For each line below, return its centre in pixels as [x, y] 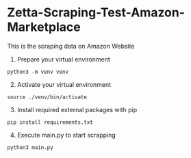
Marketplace [44, 27]
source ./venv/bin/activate [47, 97]
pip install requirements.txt [50, 122]
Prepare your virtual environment [64, 59]
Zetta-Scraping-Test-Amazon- [96, 13]
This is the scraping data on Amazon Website [71, 46]
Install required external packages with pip [77, 109]
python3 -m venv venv [38, 72]
